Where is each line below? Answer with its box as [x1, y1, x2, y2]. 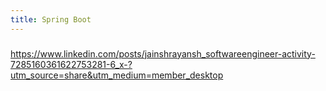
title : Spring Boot [10, 14, 92, 25]
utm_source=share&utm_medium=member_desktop [10, 69, 224, 81]
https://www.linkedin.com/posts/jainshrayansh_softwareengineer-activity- [10, 47, 316, 60]
